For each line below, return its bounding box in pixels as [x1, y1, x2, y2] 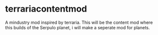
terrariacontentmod [5, 3, 87, 15]
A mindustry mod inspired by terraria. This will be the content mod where [5, 19, 153, 25]
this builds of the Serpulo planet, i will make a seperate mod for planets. [5, 24, 150, 30]
